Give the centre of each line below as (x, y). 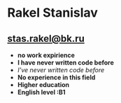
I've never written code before (61, 70)
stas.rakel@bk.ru (46, 39)
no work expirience (46, 55)
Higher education (43, 85)
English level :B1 (41, 92)
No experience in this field (56, 77)
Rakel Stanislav (52, 13)
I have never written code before (65, 63)
